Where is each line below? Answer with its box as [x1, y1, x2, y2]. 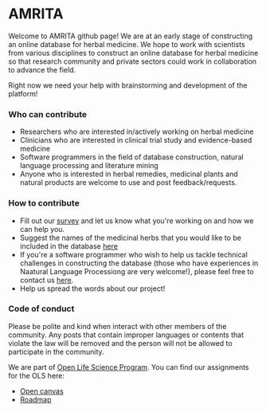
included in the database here [19, 241, 118, 251]
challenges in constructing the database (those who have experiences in [19, 258, 259, 268]
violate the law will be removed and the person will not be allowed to [8, 338, 233, 347]
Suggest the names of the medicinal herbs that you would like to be [19, 233, 241, 242]
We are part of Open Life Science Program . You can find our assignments [8, 362, 249, 371]
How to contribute [8, 198, 80, 209]
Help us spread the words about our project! [19, 284, 166, 293]
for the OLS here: [8, 371, 65, 380]
